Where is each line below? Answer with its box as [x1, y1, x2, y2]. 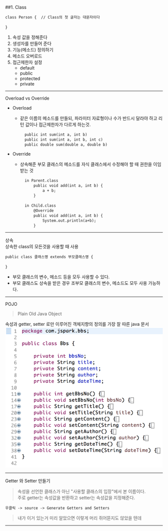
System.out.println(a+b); [42, 218, 96, 223]
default [19, 65, 35, 71]
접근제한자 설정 [12, 60, 42, 65]
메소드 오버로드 [12, 53, 42, 59]
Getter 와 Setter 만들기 [5, 478, 50, 484]
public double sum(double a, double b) [24, 142, 107, 147]
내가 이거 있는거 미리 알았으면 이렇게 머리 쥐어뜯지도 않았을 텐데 [17, 515, 141, 521]
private [19, 81, 35, 87]
